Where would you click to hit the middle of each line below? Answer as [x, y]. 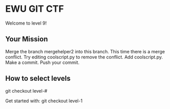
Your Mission [27, 39]
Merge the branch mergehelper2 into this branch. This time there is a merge [85, 51]
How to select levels [38, 79]
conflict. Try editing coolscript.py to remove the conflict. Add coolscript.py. [84, 57]
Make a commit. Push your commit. [42, 62]
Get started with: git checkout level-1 [44, 101]
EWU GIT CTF [35, 9]
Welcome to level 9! [26, 23]
